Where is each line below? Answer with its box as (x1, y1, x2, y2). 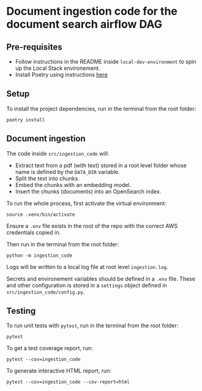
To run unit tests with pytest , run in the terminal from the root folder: (6, 322, 179, 329)
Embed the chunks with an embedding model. (15, 181, 132, 188)
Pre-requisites (6, 42, 62, 52)
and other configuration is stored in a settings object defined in (6, 281, 167, 289)
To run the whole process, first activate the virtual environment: (6, 199, 166, 207)
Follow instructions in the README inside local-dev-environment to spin (15, 58, 196, 65)
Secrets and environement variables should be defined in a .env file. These (6, 275, 196, 283)
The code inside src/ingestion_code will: (6, 150, 110, 157)
